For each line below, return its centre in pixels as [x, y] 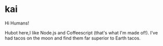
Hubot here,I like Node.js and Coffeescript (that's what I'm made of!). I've [81, 32]
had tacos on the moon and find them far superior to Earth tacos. [73, 38]
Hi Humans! [17, 23]
